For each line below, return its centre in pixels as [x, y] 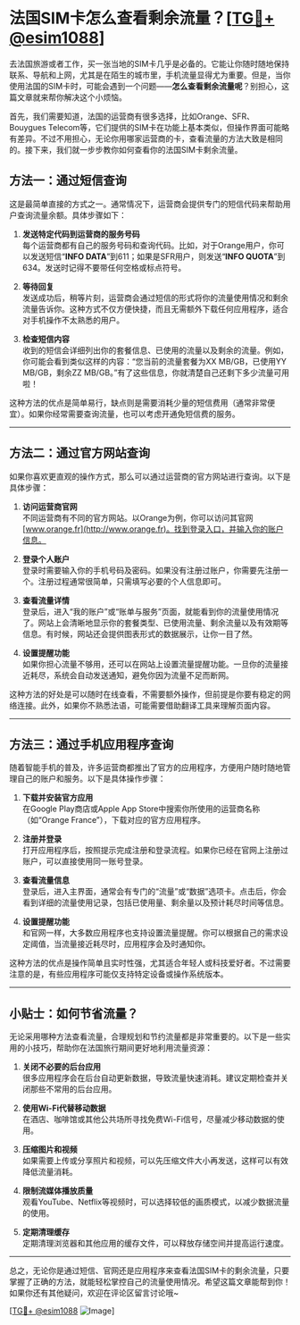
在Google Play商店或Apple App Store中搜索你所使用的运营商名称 [141, 809]
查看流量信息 [46, 880]
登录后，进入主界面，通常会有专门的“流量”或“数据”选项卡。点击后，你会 [154, 892]
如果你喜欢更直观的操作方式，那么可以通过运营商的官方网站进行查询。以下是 [150, 476]
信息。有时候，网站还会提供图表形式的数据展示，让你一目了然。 [139, 633]
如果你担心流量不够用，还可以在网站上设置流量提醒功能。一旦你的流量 [151, 664]
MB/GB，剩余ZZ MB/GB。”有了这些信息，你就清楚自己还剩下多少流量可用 [156, 373]
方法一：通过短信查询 [68, 181]
